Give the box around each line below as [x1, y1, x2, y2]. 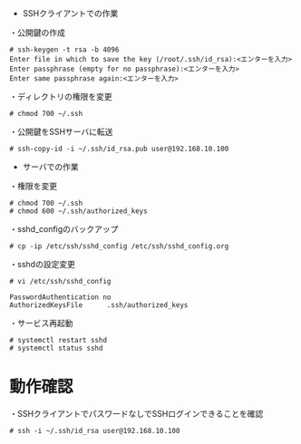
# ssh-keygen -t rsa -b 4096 [9, 45, 120, 54]
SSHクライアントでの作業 [22, 8, 119, 18]
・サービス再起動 [9, 318, 73, 328]
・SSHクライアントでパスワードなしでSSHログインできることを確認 [9, 408, 264, 419]
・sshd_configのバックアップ [9, 224, 119, 234]
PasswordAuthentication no [9, 293, 112, 302]
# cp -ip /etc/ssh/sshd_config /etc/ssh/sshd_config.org [9, 242, 229, 251]
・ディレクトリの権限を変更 [9, 92, 113, 101]
